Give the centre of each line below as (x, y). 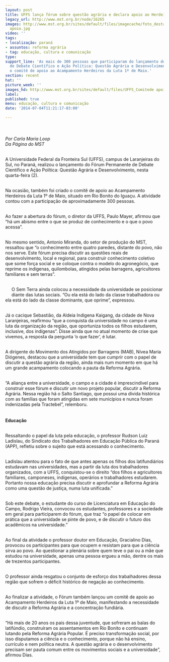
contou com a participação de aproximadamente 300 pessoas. (70, 201)
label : (12, 94)
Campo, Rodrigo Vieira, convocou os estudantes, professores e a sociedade (84, 509)
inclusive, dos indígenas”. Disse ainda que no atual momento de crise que (81, 331)
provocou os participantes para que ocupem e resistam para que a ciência (82, 545)
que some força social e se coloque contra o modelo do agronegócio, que (82, 263)
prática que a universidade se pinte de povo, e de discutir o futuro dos (78, 519)
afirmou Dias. (19, 655)
